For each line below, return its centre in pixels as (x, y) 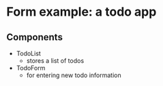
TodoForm (31, 68)
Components (34, 37)
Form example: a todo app (81, 12)
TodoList (29, 53)
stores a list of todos (55, 61)
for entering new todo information (74, 75)
